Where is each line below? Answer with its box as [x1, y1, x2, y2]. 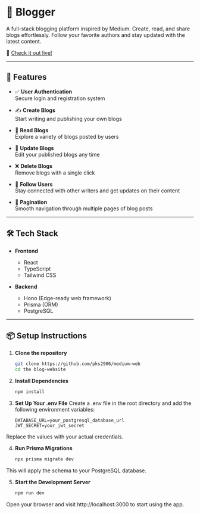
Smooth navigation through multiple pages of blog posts [14, 205, 153, 212]
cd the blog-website [14, 366, 66, 373]
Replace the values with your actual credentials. [6, 433, 124, 440]
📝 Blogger [6, 5, 55, 19]
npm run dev [14, 490, 45, 496]
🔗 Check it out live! [6, 49, 52, 56]
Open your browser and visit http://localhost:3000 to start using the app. [6, 500, 185, 508]
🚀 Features [6, 72, 47, 82]
